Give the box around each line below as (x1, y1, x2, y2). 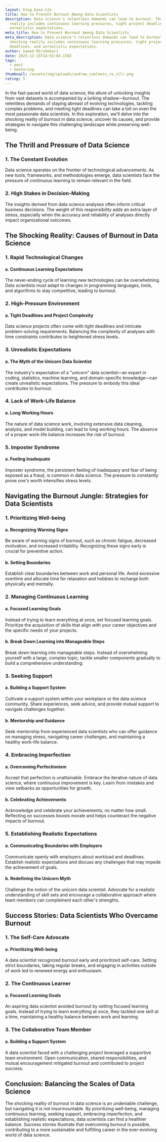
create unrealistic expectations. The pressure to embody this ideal (5, 380, 140, 386)
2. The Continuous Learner (5, 980, 71, 987)
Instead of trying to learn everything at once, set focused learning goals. (5, 617, 153, 623)
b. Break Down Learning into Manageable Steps (5, 639, 105, 645)
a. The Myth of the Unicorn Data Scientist (5, 358, 92, 364)
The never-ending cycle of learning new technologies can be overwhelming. (5, 277, 161, 283)
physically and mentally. (5, 581, 54, 587)
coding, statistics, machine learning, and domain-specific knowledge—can (5, 375, 158, 381)
